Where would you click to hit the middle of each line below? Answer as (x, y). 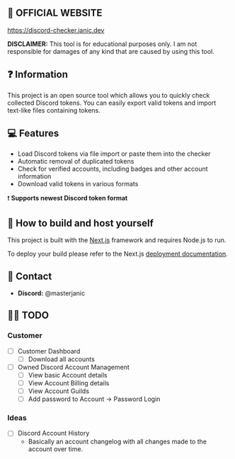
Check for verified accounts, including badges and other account (113, 169)
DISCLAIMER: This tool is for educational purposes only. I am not (102, 44)
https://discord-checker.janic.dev (56, 30)
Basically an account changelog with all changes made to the (117, 441)
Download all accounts (62, 359)
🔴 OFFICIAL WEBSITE (55, 13)
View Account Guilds (59, 391)
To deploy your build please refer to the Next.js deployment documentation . (117, 254)
